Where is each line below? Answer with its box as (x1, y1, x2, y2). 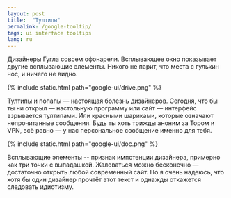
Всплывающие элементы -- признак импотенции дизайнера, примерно (7, 154, 221, 162)
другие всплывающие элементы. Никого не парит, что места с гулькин (7, 63, 219, 71)
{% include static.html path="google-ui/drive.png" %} (7, 83, 162, 92)
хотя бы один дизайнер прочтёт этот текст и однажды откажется (7, 175, 202, 184)
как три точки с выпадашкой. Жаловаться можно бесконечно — (7, 160, 199, 169)
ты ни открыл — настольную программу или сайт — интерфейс (7, 104, 197, 113)
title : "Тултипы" (7, 17, 61, 24)
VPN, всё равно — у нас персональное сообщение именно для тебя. (7, 126, 212, 135)
